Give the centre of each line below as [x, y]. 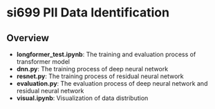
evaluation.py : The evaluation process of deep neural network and [112, 83]
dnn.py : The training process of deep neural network [92, 69]
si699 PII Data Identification [88, 13]
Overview [28, 38]
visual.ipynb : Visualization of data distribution [82, 98]
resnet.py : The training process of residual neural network [100, 76]
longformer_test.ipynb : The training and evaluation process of [106, 54]
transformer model [43, 62]
